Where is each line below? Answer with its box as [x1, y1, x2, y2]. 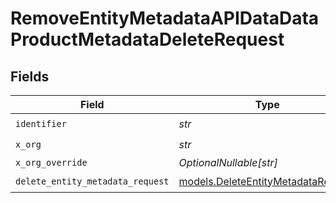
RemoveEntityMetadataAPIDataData [10, 7, 320, 30]
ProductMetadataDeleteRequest [10, 28, 285, 51]
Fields [10, 68, 50, 85]
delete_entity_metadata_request [15, 175, 170, 187]
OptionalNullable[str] [178, 156, 278, 169]
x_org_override [15, 157, 88, 168]
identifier [15, 118, 67, 129]
